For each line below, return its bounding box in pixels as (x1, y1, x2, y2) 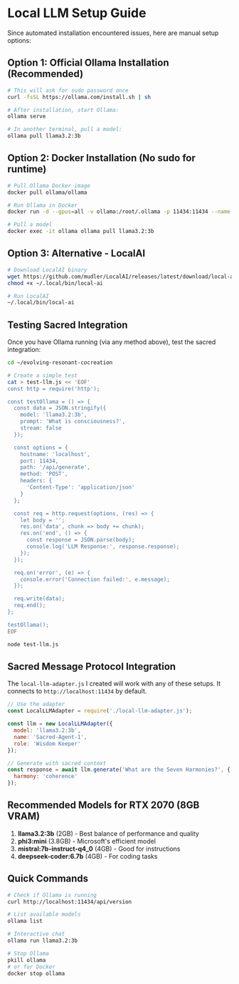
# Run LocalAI (7, 292, 50, 300)
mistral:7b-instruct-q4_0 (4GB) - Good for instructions (17, 844, 181, 853)
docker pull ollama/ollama (7, 189, 87, 196)
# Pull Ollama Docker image (7, 182, 91, 190)
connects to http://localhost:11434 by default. (7, 687, 147, 695)
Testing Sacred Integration (7, 318, 128, 331)
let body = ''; (20, 517, 65, 524)
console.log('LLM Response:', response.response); (26, 543, 180, 550)
